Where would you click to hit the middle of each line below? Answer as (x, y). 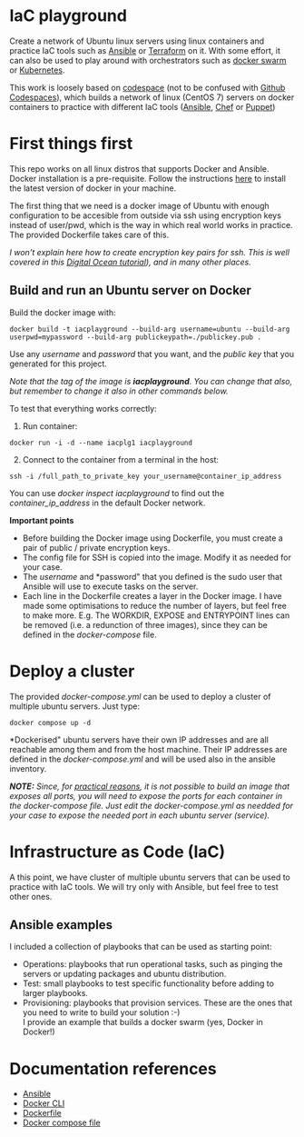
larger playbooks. (55, 993)
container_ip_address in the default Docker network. (108, 503)
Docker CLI (44, 1103)
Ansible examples (61, 925)
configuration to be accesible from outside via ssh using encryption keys (145, 215)
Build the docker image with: (63, 312)
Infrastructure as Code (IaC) (118, 852)
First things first (71, 144)
